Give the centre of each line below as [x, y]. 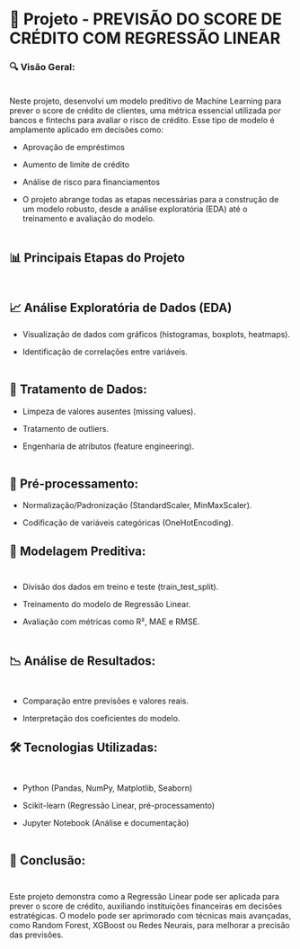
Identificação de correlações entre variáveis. [105, 352]
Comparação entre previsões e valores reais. [105, 701]
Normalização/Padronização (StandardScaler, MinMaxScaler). [137, 506]
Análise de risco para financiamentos [91, 182]
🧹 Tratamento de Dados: [79, 390]
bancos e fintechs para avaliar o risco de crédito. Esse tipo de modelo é [142, 121]
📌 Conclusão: [48, 860]
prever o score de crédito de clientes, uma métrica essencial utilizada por [145, 111]
